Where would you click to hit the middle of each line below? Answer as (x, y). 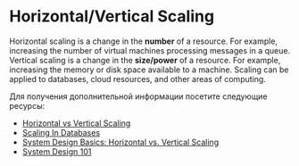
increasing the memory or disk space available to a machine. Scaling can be (149, 70)
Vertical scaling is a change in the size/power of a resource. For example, (145, 60)
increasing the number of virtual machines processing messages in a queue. (150, 50)
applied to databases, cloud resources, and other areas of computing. (137, 79)
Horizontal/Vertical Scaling (112, 17)
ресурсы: (27, 105)
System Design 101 (57, 151)
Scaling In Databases (61, 132)
